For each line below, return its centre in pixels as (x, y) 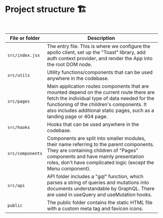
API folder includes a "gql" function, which (95, 176)
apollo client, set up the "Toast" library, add (96, 52)
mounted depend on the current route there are (101, 92)
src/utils (19, 75)
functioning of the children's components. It (97, 104)
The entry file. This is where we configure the (98, 46)
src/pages (19, 101)
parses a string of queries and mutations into (98, 182)
